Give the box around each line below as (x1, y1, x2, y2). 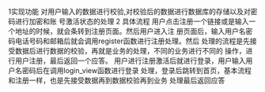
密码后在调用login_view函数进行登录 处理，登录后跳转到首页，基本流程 (21, 66, 252, 75)
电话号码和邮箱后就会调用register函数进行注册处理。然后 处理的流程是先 (14, 36, 251, 46)
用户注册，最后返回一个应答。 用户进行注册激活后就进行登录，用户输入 (14, 56, 246, 65)
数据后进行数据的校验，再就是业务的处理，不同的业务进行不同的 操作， (14, 46, 246, 55)
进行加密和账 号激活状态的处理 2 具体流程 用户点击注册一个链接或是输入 (14, 17, 249, 26)
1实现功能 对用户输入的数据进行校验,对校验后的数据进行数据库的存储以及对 (8, 7, 251, 16)
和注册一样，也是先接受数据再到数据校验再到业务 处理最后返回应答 (8, 75, 225, 85)
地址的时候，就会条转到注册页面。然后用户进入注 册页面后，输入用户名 (14, 27, 246, 35)
